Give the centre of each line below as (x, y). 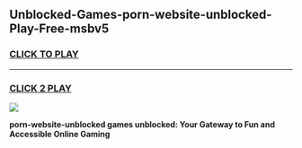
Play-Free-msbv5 (59, 29)
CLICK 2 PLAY (40, 88)
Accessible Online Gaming (60, 134)
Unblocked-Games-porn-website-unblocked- (141, 15)
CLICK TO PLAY (44, 55)
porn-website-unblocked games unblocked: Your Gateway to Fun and (142, 124)
